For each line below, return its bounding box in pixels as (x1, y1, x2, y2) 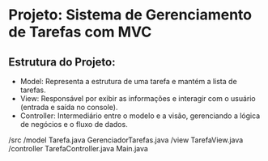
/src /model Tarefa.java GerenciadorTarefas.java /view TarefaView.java (8, 135, 244, 145)
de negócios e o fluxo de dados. (19, 120, 128, 129)
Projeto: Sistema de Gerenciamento (8, 6, 253, 24)
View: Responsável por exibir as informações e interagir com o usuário (19, 94, 257, 103)
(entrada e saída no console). (19, 103, 118, 112)
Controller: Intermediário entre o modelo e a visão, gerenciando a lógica (19, 111, 261, 121)
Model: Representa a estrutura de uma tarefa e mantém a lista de (19, 77, 237, 86)
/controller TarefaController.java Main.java (8, 144, 148, 153)
